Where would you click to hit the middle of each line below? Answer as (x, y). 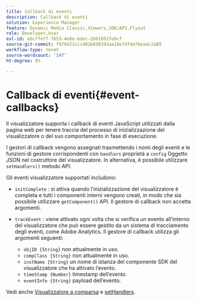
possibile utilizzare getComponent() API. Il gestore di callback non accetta (103, 202)
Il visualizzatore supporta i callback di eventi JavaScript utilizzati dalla (91, 123)
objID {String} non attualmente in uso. (71, 249)
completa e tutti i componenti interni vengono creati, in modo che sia (98, 195)
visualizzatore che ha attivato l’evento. (70, 268)
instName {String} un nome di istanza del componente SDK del (100, 262)
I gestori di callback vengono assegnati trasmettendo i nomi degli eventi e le (98, 148)
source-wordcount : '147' (36, 55)
